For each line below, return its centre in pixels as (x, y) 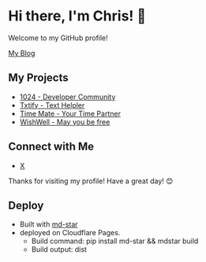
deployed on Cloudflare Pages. (70, 233)
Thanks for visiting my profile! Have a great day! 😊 (91, 181)
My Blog (22, 53)
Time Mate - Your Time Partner (70, 113)
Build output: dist (59, 249)
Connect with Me (51, 147)
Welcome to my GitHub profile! (58, 38)
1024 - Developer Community (67, 97)
